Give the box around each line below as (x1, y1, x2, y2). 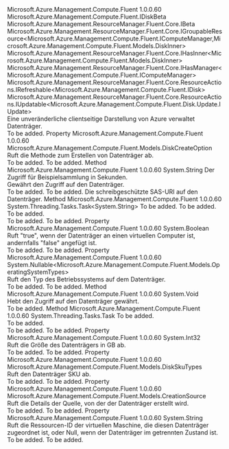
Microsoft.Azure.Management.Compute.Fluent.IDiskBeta (7, 12, 167, 21)
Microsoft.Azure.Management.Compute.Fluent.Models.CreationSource (7, 392, 206, 400)
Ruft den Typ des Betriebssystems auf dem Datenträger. (7, 275, 166, 283)
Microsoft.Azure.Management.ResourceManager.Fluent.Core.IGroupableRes (7, 27, 223, 35)
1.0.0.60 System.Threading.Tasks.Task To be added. (7, 312, 154, 320)
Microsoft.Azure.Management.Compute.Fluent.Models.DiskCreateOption (7, 144, 213, 152)
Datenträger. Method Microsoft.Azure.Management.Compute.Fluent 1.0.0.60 (7, 195, 222, 203)
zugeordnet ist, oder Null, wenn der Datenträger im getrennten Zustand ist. (7, 428, 218, 437)
